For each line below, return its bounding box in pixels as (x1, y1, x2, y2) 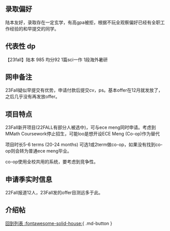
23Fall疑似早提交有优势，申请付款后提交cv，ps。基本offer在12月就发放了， (5, 87, 163, 93)
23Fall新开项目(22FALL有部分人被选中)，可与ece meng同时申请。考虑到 (5, 124, 156, 131)
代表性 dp (5, 42, 36, 51)
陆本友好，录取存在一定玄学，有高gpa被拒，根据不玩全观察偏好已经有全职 (5, 19, 161, 25)
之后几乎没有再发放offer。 (5, 94, 60, 100)
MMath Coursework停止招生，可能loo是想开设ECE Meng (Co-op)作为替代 (5, 131, 160, 137)
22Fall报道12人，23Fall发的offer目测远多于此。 (5, 190, 103, 196)
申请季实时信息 (5, 175, 52, 184)
